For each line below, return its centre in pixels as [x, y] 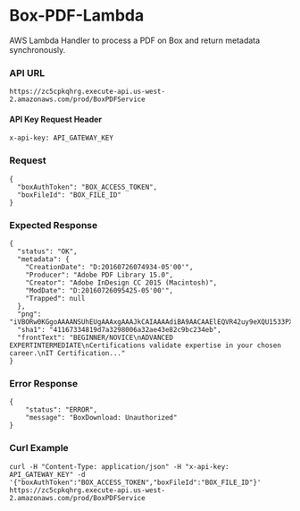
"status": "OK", [47, 251]
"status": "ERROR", [62, 410]
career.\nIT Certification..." [67, 353]
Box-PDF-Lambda [77, 16]
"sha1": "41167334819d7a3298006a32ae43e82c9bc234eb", [119, 330]
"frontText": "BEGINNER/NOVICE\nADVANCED [96, 338]
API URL [27, 72]
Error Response [44, 383]
